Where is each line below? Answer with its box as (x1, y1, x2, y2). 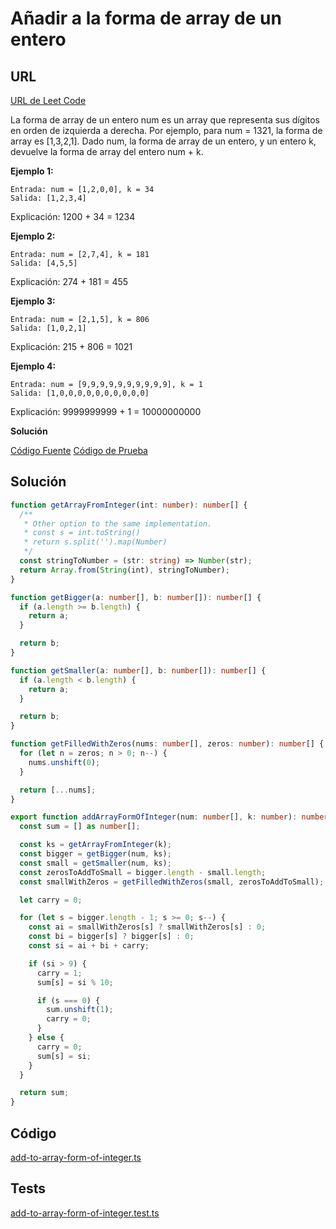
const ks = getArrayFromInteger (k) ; (19, 840, 172, 850)
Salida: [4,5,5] (10, 258, 78, 268)
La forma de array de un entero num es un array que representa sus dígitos (10, 114, 320, 126)
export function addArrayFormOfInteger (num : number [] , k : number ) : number (10, 812, 329, 822)
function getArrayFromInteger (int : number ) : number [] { (10, 500, 248, 510)
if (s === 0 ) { (36, 995, 101, 1006)
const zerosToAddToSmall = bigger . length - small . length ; (19, 867, 267, 877)
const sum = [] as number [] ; (19, 822, 141, 832)
